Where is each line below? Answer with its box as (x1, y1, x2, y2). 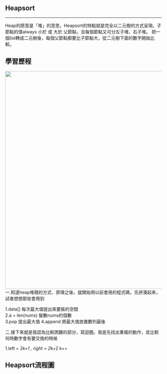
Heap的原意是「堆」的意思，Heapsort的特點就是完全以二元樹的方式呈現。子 (5, 22, 162, 28)
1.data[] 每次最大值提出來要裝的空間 (5, 306, 79, 312)
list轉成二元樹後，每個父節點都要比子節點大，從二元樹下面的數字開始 (9, 35, 151, 41)
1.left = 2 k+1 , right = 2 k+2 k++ (5, 345, 68, 351)
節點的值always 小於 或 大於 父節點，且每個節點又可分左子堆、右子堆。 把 (5, 28, 157, 34)
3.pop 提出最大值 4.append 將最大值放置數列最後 (5, 318, 106, 324)
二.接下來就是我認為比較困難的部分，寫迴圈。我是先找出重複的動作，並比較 (5, 329, 159, 335)
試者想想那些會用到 (5, 295, 45, 301)
